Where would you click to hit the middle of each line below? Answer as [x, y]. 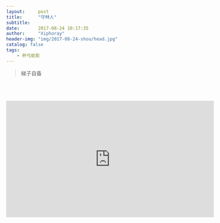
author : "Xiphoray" [36, 34]
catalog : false [25, 45]
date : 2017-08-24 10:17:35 [47, 28]
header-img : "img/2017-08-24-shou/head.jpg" [62, 39]
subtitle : [18, 22]
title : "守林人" [31, 17]
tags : [13, 50]
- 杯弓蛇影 [28, 56]
